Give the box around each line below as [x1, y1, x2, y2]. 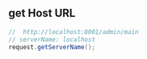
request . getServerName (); [8, 43, 95, 51]
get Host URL [8, 6, 76, 20]
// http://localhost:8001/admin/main [8, 27, 139, 36]
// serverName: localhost [8, 36, 95, 44]
